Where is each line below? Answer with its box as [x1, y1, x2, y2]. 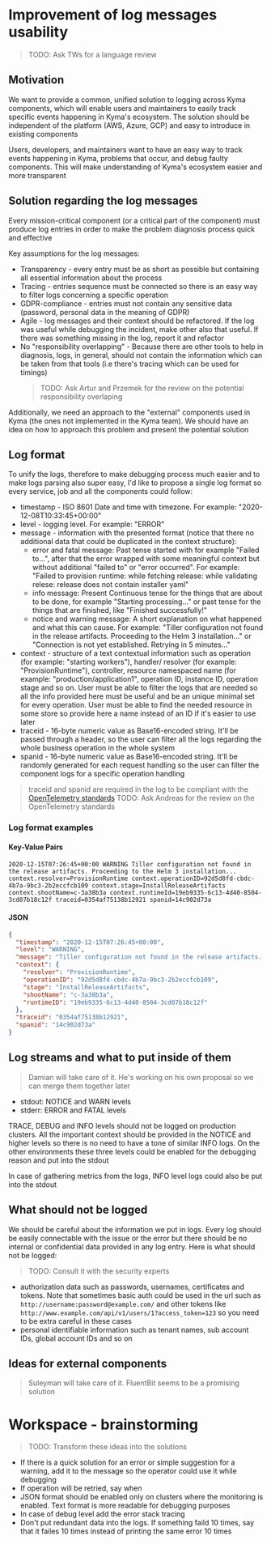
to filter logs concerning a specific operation [19, 290, 168, 300]
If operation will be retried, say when [19, 1483, 143, 1493]
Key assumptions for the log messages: [8, 249, 140, 258]
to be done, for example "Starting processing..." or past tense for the [32, 597, 261, 606]
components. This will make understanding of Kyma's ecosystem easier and [8, 162, 263, 172]
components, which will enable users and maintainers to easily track [8, 103, 236, 113]
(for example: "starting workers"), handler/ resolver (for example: [19, 657, 237, 667]
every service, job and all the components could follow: [8, 487, 193, 496]
